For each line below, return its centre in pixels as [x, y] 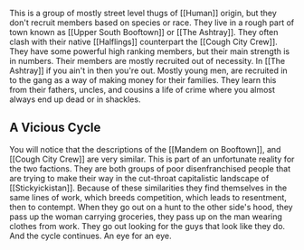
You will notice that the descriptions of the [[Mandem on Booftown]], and [145, 149]
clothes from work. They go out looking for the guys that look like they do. [147, 226]
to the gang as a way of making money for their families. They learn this [143, 80]
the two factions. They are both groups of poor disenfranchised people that [150, 168]
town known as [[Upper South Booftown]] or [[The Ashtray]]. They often [144, 32]
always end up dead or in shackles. [75, 99]
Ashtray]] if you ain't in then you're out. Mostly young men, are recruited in [148, 70]
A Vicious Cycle [55, 128]
